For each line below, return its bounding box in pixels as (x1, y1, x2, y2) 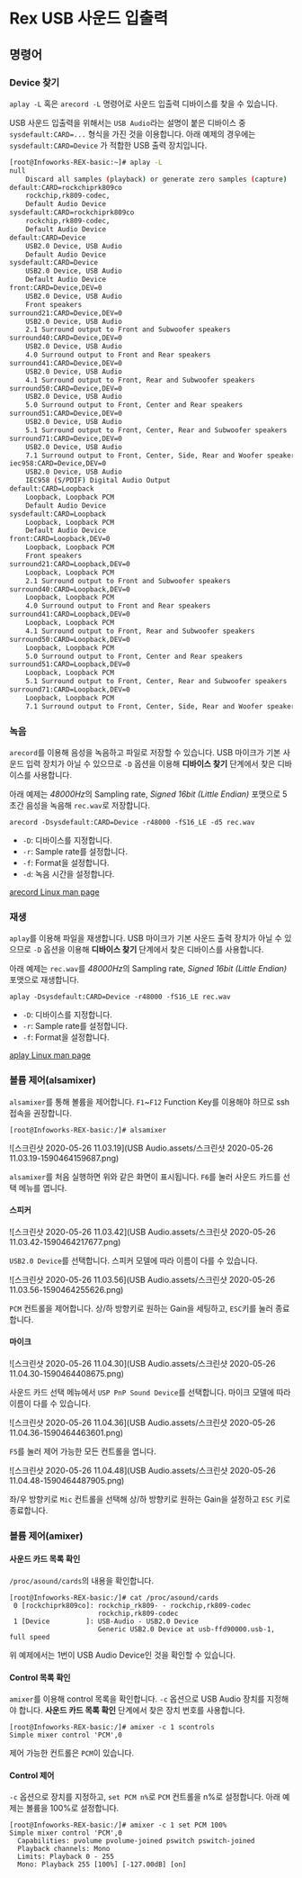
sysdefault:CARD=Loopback (9, 510, 106, 519)
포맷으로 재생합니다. (9, 974, 79, 986)
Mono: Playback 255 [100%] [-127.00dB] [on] (17, 1860, 187, 1869)
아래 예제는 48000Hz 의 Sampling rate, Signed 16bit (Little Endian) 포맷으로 (9, 789, 281, 799)
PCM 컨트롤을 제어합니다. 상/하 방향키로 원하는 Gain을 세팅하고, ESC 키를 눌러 (9, 1303, 274, 1314)
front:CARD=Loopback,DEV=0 (9, 535, 111, 544)
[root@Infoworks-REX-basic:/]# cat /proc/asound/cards (9, 1594, 219, 1603)
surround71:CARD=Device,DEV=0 (9, 434, 123, 443)
